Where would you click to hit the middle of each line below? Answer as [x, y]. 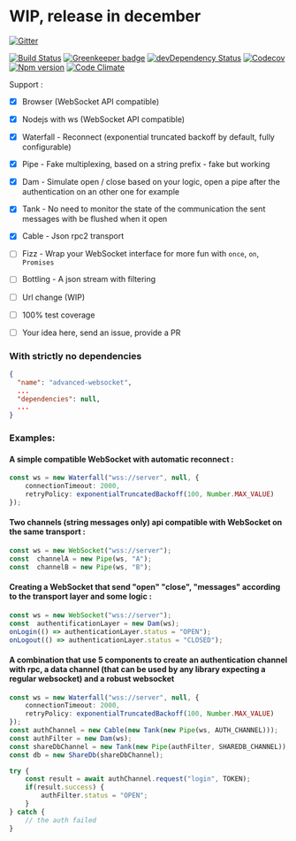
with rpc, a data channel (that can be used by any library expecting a [137, 669]
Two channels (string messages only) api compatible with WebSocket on [146, 523]
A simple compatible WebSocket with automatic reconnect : [121, 459]
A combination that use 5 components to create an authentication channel [148, 660]
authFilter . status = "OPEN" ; [95, 796]
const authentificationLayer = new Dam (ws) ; [94, 623]
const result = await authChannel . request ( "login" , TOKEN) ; [138, 779]
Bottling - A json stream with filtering [89, 279]
